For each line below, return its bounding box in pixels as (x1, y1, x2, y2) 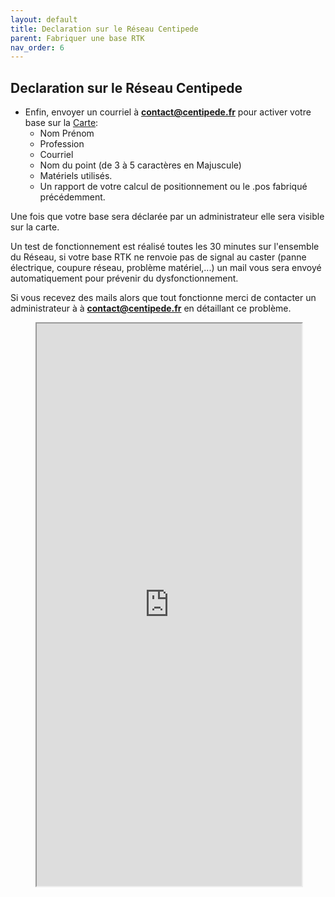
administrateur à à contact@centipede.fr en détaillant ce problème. (10, 302, 292, 315)
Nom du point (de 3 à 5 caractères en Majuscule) (39, 159, 242, 171)
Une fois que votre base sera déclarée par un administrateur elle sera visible (10, 211, 325, 223)
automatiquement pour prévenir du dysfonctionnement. (10, 272, 239, 285)
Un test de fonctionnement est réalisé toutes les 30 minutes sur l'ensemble (10, 241, 320, 253)
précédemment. (39, 191, 106, 203)
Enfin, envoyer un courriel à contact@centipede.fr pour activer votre (24, 106, 312, 118)
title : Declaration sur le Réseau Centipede (10, 24, 199, 34)
